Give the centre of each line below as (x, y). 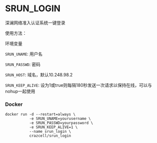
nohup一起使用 (20, 91)
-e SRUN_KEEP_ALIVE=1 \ (53, 127)
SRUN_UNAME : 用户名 (24, 54)
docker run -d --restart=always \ (40, 115)
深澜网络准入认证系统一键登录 (35, 23)
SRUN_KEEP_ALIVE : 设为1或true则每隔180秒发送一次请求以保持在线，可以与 (78, 85)
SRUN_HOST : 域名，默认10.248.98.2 (39, 74)
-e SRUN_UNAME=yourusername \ (60, 119)
